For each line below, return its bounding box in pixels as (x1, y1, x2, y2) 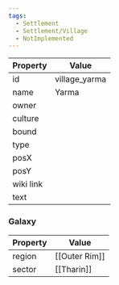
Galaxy (8, 216, 37, 227)
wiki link (12, 178, 43, 190)
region (12, 250, 37, 262)
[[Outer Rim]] (55, 250, 106, 262)
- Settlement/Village (15, 27, 88, 35)
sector (12, 263, 37, 275)
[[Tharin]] (55, 263, 92, 275)
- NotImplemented (15, 34, 74, 43)
